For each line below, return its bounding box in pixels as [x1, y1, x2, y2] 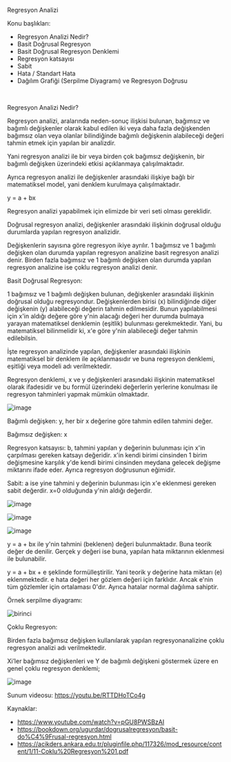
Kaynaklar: [7, 705, 38, 712]
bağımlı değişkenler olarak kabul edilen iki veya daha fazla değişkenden [7, 124, 210, 132]
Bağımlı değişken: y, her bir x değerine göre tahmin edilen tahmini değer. [7, 417, 213, 425]
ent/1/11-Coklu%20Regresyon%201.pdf [17, 747, 129, 755]
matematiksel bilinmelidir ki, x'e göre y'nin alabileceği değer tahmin [7, 327, 198, 334]
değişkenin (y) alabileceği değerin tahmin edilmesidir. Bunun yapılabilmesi [7, 305, 217, 313]
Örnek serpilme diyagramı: [7, 596, 83, 604]
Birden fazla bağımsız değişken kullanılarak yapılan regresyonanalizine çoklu [7, 636, 225, 645]
